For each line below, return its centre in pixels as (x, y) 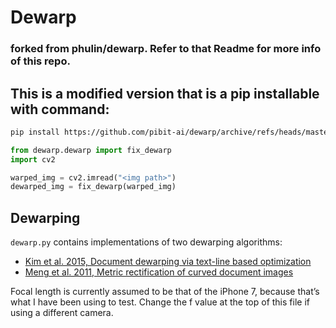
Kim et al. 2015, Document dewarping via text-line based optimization (168, 262)
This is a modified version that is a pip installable (165, 93)
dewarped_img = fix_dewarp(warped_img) (93, 187)
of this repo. (40, 61)
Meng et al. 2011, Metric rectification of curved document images (159, 272)
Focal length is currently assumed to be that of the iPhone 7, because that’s (165, 292)
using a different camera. (62, 313)
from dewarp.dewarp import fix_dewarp (91, 150)
